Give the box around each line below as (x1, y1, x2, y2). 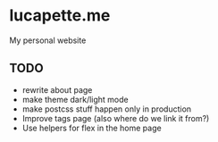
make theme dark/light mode (21, 94, 129, 104)
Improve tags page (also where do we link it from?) (21, 113, 210, 123)
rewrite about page (21, 84, 93, 95)
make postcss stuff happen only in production (21, 104, 192, 114)
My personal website (9, 35, 87, 46)
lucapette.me (9, 5, 111, 26)
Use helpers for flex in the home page (21, 122, 163, 133)
